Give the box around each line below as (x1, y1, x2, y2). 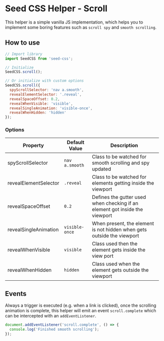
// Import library (5, 51, 42, 56)
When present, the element (92, 220, 154, 227)
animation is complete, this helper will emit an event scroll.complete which (5, 308, 156, 314)
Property (22, 142, 44, 149)
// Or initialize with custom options (5, 78, 84, 83)
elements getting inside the (92, 180, 154, 187)
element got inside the (92, 206, 143, 213)
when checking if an (92, 200, 139, 207)
